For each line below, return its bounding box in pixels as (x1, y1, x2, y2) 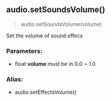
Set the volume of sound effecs (6, 32, 83, 39)
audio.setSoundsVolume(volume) (20, 20, 102, 27)
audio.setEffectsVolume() (14, 89, 77, 96)
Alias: (6, 75, 24, 84)
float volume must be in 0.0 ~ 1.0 (14, 61, 96, 68)
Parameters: (6, 47, 43, 55)
